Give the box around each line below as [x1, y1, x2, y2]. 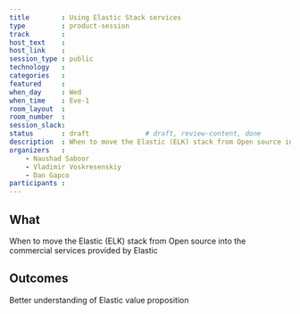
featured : [9, 79, 66, 88]
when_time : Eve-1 [9, 95, 90, 105]
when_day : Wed [9, 87, 82, 96]
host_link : [9, 46, 66, 55]
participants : [9, 179, 66, 188]
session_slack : [9, 121, 66, 130]
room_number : [9, 112, 66, 121]
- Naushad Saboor [25, 153, 90, 163]
